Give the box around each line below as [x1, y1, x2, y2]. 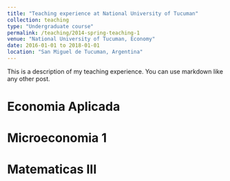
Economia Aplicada [7, 99, 121, 114]
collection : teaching [7, 17, 70, 23]
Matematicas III [7, 162, 97, 178]
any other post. [7, 74, 50, 83]
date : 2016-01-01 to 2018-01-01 [7, 42, 100, 49]
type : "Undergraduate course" [7, 23, 94, 30]
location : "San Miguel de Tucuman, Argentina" [7, 49, 143, 56]
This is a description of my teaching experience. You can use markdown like [7, 67, 224, 76]
